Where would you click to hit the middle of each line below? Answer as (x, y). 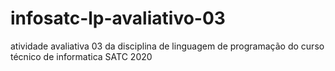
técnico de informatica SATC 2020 (81, 56)
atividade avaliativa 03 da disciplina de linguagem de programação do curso (167, 46)
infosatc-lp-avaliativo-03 (118, 18)
